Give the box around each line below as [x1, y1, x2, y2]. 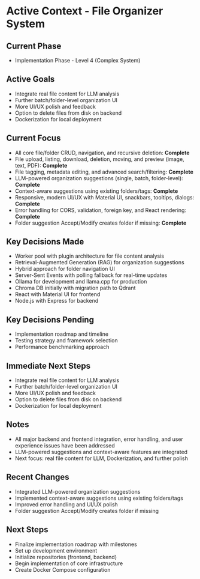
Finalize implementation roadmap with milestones [14, 541, 138, 548]
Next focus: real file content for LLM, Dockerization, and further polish [14, 455, 189, 462]
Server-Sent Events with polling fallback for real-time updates [14, 271, 168, 279]
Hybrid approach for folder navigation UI [14, 265, 115, 273]
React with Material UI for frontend [14, 291, 101, 298]
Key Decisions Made [6, 237, 84, 247]
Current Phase [6, 41, 62, 51]
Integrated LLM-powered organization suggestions [14, 488, 141, 495]
